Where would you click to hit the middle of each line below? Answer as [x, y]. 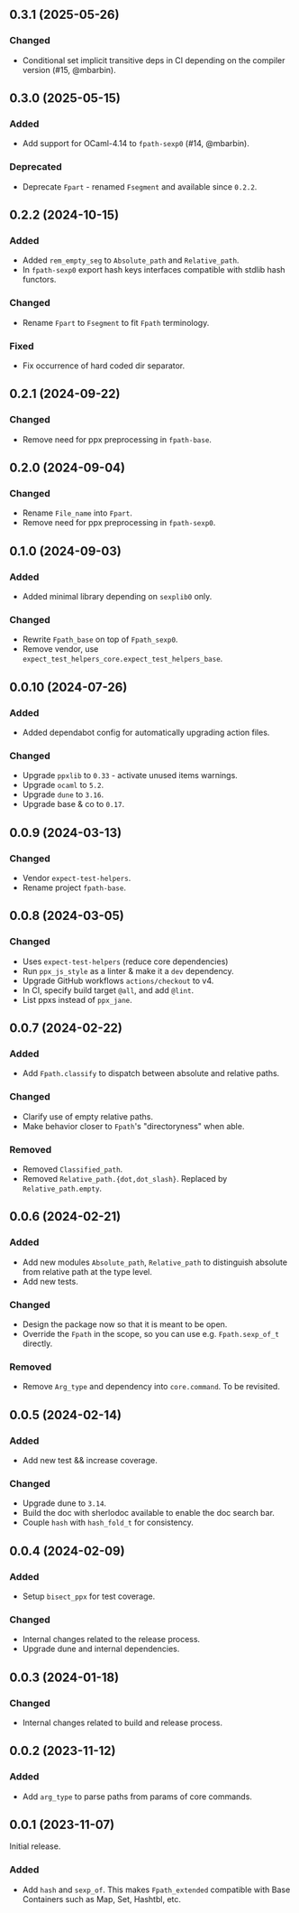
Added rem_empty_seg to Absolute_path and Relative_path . [131, 260]
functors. [39, 280]
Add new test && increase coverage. [90, 1460]
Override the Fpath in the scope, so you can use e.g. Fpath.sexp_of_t [151, 1333]
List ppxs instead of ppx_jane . [77, 999]
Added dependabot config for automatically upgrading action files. [146, 732]
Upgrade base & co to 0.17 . [73, 804]
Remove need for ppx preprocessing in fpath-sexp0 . [119, 523]
